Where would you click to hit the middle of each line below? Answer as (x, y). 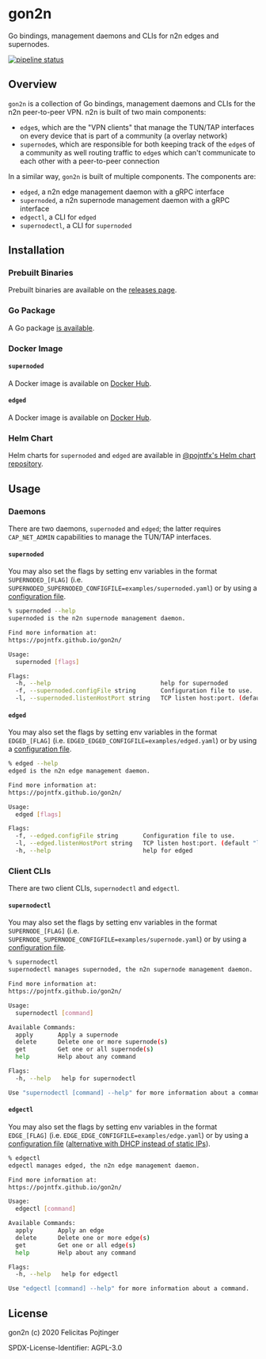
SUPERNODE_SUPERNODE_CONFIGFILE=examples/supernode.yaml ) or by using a (127, 939)
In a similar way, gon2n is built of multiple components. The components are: (132, 176)
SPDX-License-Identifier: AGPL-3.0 (65, 1347)
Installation (36, 250)
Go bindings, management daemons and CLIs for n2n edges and (114, 36)
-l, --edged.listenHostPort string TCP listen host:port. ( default (132, 844)
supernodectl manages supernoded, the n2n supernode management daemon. (131, 970)
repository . (26, 464)
